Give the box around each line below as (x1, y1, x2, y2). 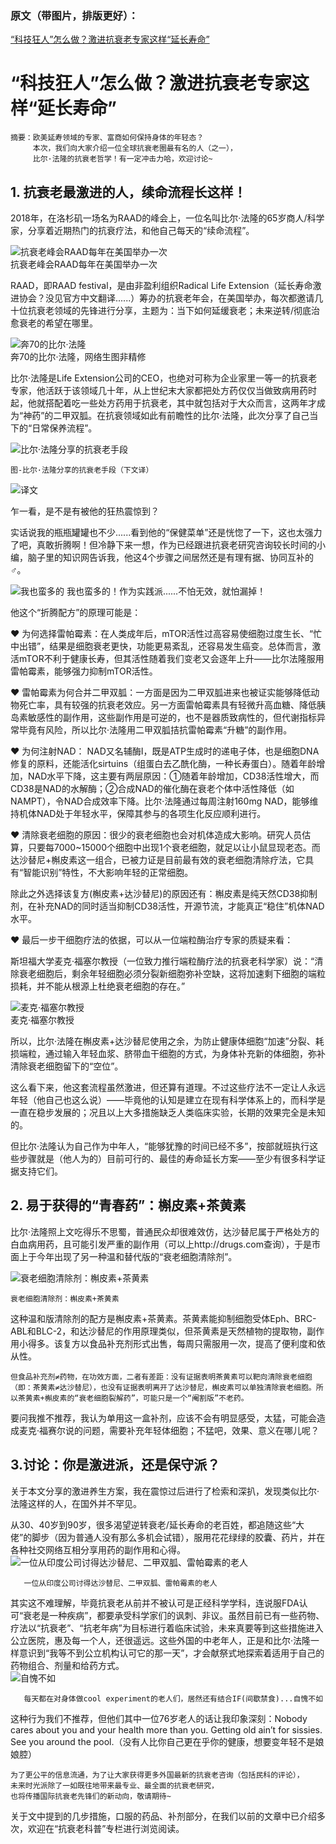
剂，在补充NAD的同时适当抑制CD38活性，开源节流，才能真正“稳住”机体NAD (10, 900, 325, 912)
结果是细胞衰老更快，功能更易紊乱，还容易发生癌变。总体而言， (49, 640, 313, 652)
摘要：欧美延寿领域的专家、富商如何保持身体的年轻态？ (10, 133, 205, 143)
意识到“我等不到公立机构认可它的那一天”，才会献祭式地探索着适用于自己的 (18, 1647, 325, 1659)
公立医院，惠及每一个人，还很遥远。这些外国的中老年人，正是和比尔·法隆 (10, 1634, 312, 1646)
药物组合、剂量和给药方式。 (10, 1659, 125, 1671)
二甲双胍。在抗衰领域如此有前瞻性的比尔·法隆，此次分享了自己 (53, 410, 310, 422)
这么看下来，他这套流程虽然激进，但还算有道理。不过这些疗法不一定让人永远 (10, 1082, 326, 1094)
